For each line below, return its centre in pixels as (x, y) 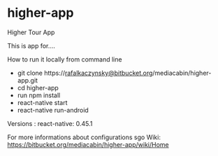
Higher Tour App (31, 32)
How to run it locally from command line (65, 59)
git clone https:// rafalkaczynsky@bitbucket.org (85, 73)
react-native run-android (53, 110)
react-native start (42, 102)
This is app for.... (31, 45)
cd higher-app (38, 87)
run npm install (39, 95)
